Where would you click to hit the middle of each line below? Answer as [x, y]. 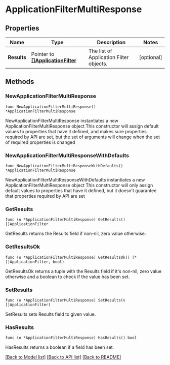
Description [111, 42]
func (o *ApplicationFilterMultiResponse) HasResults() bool [71, 338]
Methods [20, 82]
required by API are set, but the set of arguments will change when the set [83, 137]
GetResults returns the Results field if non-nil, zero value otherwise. [76, 234]
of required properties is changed [40, 142]
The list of [100, 51]
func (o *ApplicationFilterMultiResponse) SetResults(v [65, 300]
